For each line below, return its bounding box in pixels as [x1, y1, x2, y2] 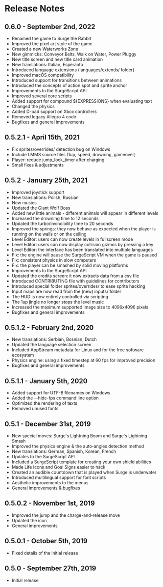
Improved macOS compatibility [11, 72, 74, 78]
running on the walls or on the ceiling [11, 231, 87, 237]
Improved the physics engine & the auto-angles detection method [11, 443, 144, 449]
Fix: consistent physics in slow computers [11, 257, 96, 263]
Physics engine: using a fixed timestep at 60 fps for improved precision [11, 357, 156, 363]
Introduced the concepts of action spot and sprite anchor [11, 83, 128, 88]
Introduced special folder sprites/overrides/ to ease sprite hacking [11, 283, 145, 289]
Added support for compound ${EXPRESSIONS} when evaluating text [11, 98, 152, 104]
